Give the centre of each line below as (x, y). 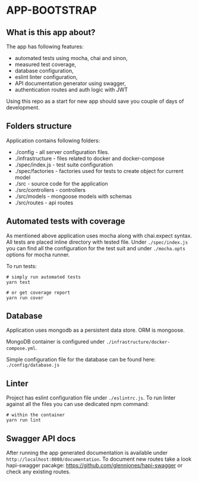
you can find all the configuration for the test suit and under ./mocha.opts (96, 248)
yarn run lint (24, 420)
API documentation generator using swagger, (70, 83)
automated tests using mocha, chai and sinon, (71, 58)
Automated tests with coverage (66, 221)
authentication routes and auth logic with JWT (71, 89)
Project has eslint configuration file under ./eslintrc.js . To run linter (91, 398)
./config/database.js (33, 365)
